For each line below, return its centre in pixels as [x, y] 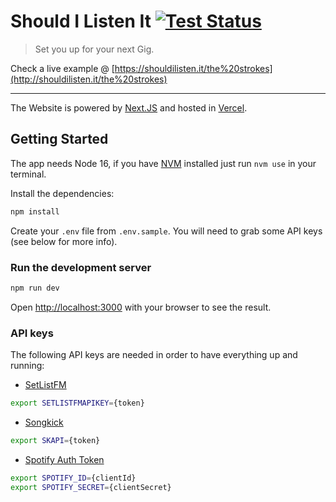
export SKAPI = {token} [55, 440]
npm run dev [35, 288]
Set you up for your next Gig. [94, 49]
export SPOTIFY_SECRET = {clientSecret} [91, 487]
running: [27, 366]
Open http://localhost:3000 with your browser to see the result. [141, 307]
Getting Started [59, 139]
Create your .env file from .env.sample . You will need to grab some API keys [166, 231]
